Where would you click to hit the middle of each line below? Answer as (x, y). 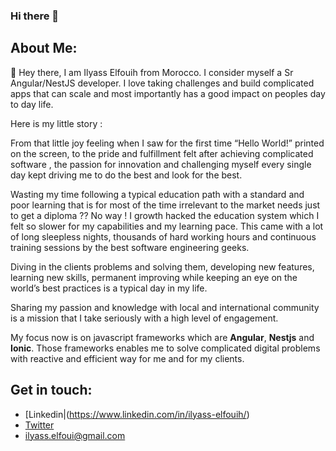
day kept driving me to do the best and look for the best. (126, 175)
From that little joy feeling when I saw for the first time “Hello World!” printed (167, 143)
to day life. (32, 104)
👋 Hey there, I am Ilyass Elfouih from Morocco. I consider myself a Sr (152, 72)
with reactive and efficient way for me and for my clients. (127, 358)
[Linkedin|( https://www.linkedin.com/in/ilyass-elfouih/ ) (137, 414)
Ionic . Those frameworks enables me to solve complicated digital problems (165, 348)
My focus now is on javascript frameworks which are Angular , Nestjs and (162, 337)
